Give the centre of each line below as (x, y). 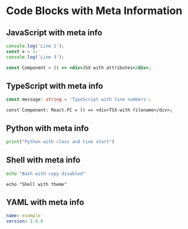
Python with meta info (47, 128)
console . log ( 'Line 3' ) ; (35, 57)
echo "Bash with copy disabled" (46, 174)
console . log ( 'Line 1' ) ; (35, 46)
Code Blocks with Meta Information (94, 11)
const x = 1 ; (22, 51)
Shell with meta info (43, 160)
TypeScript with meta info (55, 86)
